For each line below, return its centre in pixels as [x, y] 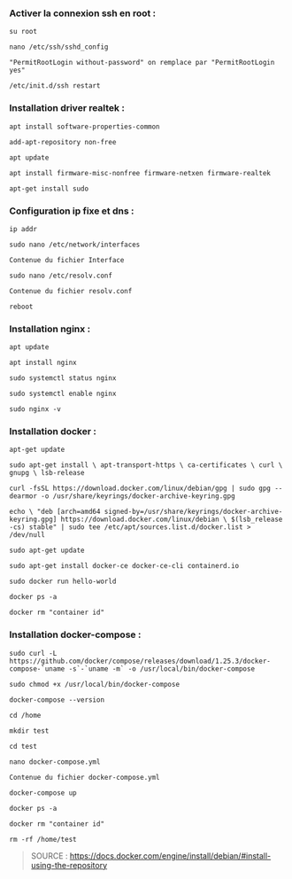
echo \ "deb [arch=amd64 [55, 512]
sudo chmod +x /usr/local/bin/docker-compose [94, 684]
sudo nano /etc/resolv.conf [61, 276]
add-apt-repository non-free [63, 142]
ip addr [23, 229]
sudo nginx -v [35, 409]
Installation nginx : [50, 329]
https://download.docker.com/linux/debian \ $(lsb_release [172, 520]
